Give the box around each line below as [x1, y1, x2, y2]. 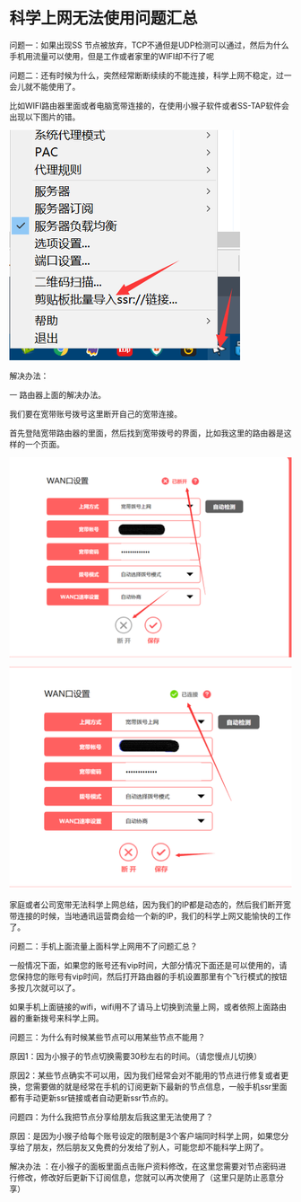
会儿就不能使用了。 [9, 81, 81, 92]
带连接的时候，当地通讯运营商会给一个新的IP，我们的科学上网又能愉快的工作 [9, 911, 291, 921]
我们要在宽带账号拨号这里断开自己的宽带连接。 [9, 408, 182, 419]
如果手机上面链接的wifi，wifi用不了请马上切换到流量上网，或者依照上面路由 [9, 1002, 287, 1012]
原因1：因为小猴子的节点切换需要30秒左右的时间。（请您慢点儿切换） [9, 1051, 262, 1061]
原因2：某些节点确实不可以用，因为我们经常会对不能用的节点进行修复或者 [9, 1070, 281, 1081]
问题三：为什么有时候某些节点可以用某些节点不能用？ [9, 1032, 206, 1042]
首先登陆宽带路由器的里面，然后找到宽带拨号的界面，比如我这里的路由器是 [9, 428, 284, 438]
